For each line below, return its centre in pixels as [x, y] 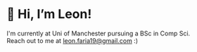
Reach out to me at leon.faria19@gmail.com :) [72, 40]
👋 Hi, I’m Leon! [49, 14]
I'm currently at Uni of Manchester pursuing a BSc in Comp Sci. [99, 33]
